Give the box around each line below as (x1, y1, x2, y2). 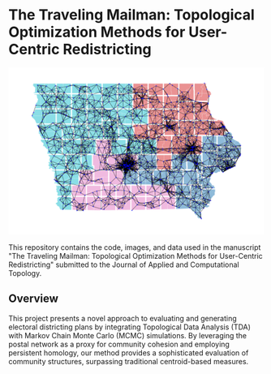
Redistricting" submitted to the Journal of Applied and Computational (8, 260, 239, 269)
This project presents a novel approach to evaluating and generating (8, 313, 237, 323)
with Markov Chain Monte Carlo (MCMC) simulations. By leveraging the (8, 330, 247, 340)
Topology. (8, 268, 42, 277)
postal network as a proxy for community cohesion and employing (8, 339, 230, 349)
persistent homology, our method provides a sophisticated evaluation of (8, 347, 249, 358)
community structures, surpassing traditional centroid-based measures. (8, 356, 249, 366)
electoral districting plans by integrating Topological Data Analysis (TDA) (8, 322, 252, 332)
